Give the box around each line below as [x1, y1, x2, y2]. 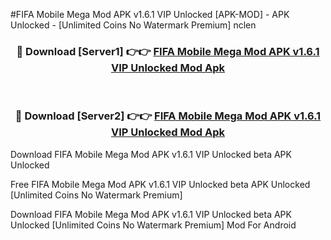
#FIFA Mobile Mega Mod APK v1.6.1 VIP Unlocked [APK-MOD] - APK [10, 9, 290, 20]
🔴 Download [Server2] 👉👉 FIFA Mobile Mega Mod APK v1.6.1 [14, 109, 322, 123]
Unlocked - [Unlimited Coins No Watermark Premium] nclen [10, 19, 257, 31]
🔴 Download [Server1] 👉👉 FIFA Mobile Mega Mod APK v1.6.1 [16, 44, 320, 58]
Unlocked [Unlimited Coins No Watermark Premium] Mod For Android [10, 219, 297, 231]
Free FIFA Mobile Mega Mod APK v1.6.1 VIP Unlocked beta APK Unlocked [10, 178, 311, 190]
